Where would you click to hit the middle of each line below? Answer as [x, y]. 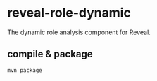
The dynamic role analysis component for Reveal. [79, 32]
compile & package [50, 54]
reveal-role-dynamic [69, 13]
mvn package [25, 70]
